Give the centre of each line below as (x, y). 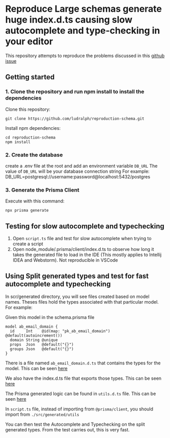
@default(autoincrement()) (34, 335)
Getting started (30, 77)
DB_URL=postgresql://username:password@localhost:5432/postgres (78, 176)
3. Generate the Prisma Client (42, 190)
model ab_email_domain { (32, 327)
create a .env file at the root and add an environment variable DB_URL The (81, 166)
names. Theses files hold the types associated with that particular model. (82, 302)
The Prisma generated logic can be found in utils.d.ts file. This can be (81, 394)
